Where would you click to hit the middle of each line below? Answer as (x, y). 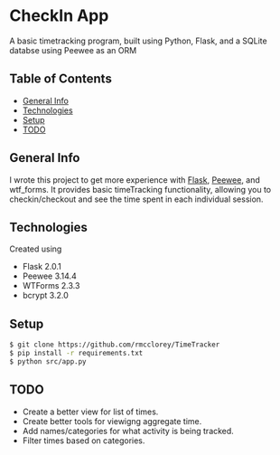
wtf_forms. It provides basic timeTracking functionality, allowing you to (140, 189)
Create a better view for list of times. (90, 412)
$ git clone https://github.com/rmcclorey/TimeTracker (115, 345)
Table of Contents (61, 79)
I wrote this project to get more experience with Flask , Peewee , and (135, 180)
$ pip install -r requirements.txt (76, 354)
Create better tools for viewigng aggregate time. (112, 421)
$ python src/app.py (48, 361)
